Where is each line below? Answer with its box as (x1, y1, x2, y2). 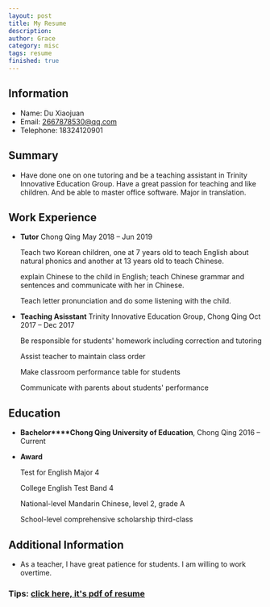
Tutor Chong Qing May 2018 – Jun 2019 (19, 232, 153, 242)
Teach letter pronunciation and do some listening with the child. (19, 296, 231, 306)
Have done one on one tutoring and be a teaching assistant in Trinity (19, 170, 248, 180)
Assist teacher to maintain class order (19, 352, 146, 362)
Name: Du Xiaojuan (19, 108, 85, 118)
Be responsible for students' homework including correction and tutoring (19, 336, 262, 345)
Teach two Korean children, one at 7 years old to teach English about (19, 248, 249, 257)
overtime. (19, 567, 52, 577)
